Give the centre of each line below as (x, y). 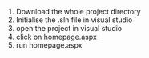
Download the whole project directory (79, 12)
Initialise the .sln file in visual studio (74, 20)
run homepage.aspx (49, 45)
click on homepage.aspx (56, 37)
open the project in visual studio (69, 28)
